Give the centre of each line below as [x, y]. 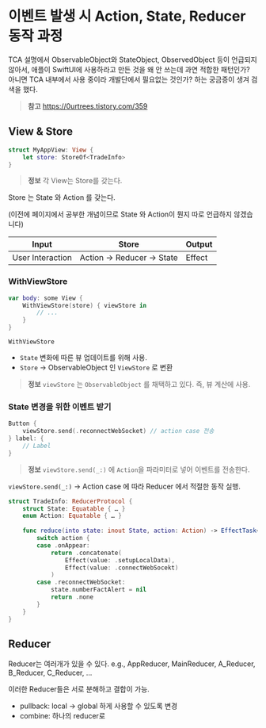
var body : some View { [46, 298]
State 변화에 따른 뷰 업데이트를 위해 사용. [84, 358]
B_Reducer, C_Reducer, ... [50, 673]
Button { [23, 424]
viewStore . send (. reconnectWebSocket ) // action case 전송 [118, 431]
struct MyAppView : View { [51, 150]
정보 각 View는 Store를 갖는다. [75, 181]
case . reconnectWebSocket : [81, 582]
